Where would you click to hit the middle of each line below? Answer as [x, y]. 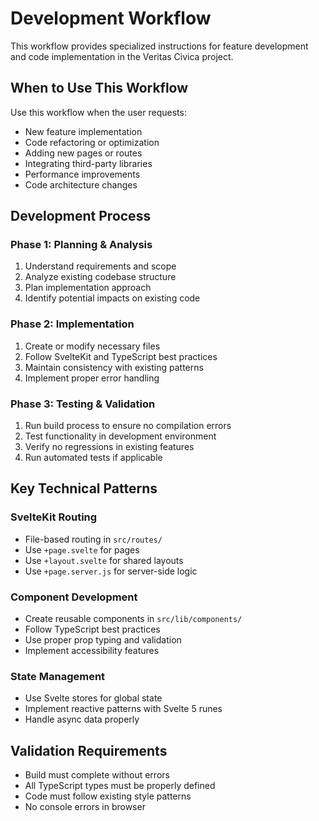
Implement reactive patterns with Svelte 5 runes [123, 709]
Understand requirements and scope [100, 266]
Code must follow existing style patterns [108, 796]
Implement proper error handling [92, 378]
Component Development [74, 597]
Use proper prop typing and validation [103, 640]
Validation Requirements [89, 750]
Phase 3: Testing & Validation [83, 404]
